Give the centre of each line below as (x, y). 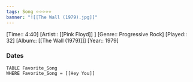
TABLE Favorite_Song (32, 68)
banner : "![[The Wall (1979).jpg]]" (52, 17)
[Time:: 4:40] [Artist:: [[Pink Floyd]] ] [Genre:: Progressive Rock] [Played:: (97, 34)
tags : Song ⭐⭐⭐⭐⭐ (29, 12)
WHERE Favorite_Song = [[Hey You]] (51, 73)
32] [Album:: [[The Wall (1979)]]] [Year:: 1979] (62, 40)
